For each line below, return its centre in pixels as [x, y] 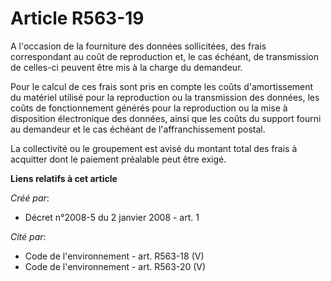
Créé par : [30, 198]
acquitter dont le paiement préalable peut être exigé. [118, 159]
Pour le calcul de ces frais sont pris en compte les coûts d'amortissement [162, 86]
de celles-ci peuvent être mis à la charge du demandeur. [126, 67]
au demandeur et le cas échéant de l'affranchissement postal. [138, 129]
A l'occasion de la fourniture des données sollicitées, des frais [138, 46]
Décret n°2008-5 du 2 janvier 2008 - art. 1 [112, 217]
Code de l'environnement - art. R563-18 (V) [114, 256]
